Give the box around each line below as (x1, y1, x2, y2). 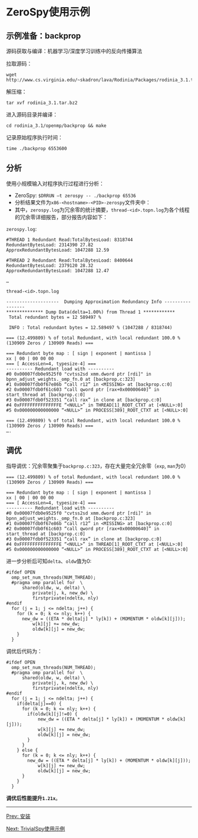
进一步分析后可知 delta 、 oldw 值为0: (6, 557, 92, 565)
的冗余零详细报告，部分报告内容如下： (14, 213, 108, 220)
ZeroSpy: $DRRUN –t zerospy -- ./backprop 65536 (14, 191, 137, 198)
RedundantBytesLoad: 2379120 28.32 (6, 262, 94, 269)
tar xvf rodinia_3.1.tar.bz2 (6, 100, 78, 106)
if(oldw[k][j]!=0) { (27, 711, 78, 717)
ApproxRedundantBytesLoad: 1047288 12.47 (6, 268, 110, 273)
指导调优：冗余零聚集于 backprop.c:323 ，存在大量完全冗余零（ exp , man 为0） (6, 462, 190, 469)
